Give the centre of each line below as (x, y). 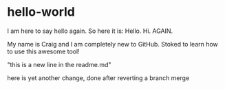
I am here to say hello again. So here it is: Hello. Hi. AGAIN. (90, 31)
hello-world (41, 12)
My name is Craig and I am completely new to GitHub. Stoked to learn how (112, 44)
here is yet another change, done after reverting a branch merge (98, 78)
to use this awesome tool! (44, 51)
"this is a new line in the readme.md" (59, 64)
